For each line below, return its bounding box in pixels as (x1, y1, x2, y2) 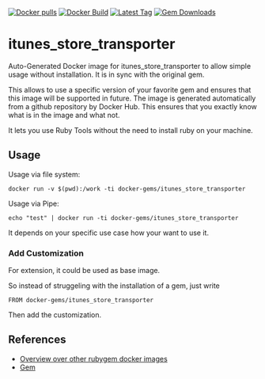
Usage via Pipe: (8, 199, 59, 208)
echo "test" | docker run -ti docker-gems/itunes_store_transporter (8, 214, 239, 222)
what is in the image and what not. (8, 110, 120, 119)
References (8, 333, 66, 347)
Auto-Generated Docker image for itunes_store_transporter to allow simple (8, 61, 252, 70)
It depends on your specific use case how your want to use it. (8, 228, 210, 237)
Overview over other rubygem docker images (19, 354, 168, 363)
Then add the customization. (8, 310, 102, 320)
